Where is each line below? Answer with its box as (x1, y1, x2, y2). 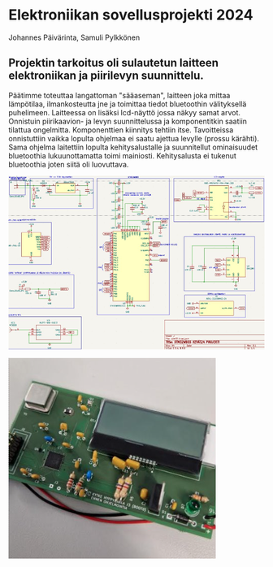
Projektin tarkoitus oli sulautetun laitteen (8, 56, 219, 70)
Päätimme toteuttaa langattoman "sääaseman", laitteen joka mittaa (8, 90, 231, 100)
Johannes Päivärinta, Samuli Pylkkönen (8, 32, 141, 42)
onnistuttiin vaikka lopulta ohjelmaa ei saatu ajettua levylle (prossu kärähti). (8, 133, 260, 143)
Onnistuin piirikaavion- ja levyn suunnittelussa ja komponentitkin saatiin (8, 116, 248, 126)
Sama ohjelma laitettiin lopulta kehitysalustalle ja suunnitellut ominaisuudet (8, 142, 258, 152)
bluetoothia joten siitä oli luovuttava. (8, 159, 129, 169)
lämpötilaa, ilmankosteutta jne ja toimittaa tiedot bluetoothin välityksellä (8, 99, 247, 109)
